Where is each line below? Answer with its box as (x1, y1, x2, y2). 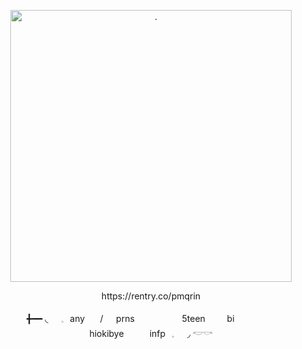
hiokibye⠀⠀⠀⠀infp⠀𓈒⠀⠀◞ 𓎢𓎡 (89, 328, 213, 339)
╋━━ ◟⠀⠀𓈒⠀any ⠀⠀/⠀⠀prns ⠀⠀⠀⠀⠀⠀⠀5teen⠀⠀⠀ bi (26, 313, 235, 324)
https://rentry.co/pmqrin (101, 290, 201, 302)
